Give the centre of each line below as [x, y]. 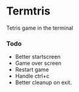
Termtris [28, 11]
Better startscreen [38, 57]
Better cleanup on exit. [43, 82]
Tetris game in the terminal [40, 28]
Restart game [32, 70]
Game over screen [38, 63]
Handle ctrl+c [32, 76]
